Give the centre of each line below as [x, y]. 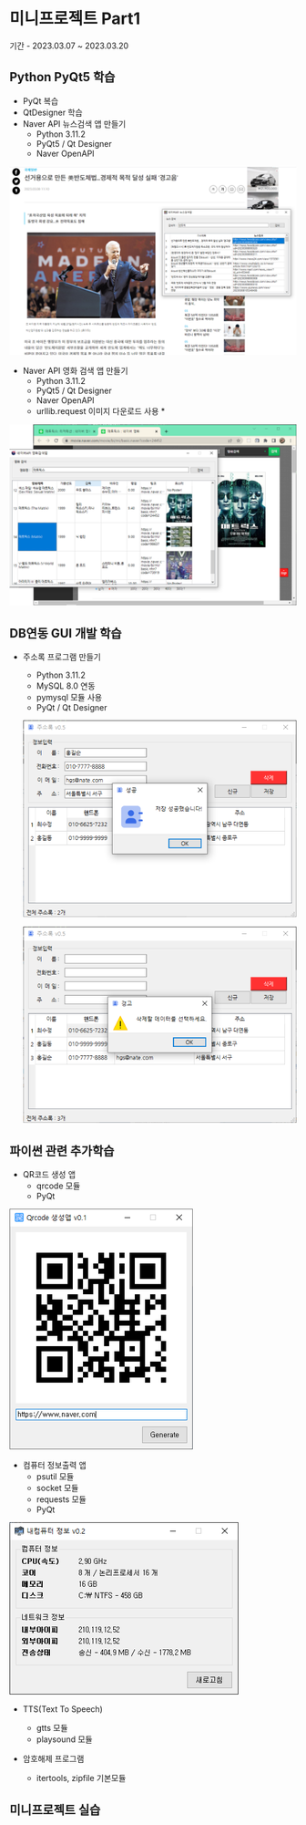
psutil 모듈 [55, 1477]
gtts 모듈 [52, 1728]
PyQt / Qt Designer [71, 708]
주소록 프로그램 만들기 [62, 657]
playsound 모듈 [64, 1739]
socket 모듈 [57, 1488]
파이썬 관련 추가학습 [62, 1151]
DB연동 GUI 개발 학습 [66, 633]
